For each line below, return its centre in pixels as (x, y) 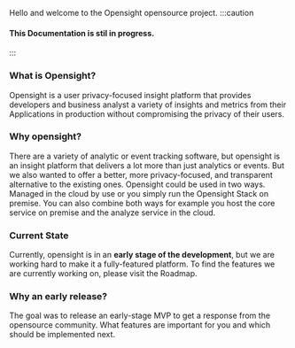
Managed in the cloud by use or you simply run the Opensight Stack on (139, 193)
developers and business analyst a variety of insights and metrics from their (147, 104)
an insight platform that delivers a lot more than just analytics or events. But (147, 165)
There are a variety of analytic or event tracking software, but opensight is (145, 156)
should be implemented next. (62, 335)
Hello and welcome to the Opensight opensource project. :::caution (132, 13)
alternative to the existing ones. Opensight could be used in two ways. (137, 184)
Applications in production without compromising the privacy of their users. (147, 113)
